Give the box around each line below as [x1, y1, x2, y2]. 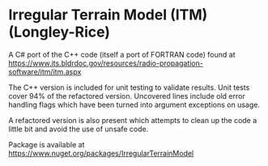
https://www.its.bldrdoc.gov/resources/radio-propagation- [8, 58, 204, 68]
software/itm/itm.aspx [8, 66, 82, 76]
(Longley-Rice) [8, 23, 111, 41]
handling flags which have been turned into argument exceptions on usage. [8, 100, 261, 109]
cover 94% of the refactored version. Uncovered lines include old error [8, 91, 245, 100]
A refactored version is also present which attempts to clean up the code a [8, 115, 257, 125]
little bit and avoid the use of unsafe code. [8, 124, 149, 134]
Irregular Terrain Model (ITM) [8, 6, 208, 24]
